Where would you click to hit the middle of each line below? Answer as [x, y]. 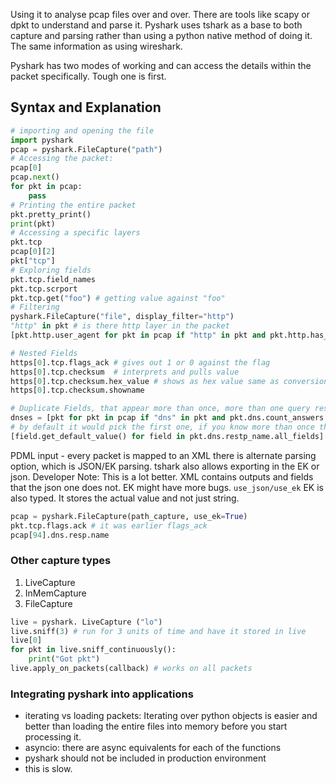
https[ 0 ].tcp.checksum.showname [77, 390]
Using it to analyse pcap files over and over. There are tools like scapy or [160, 14]
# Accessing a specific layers [75, 233]
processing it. [53, 737]
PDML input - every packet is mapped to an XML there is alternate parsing [163, 455]
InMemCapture [55, 593]
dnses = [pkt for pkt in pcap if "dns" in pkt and [118, 418]
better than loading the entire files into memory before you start [156, 726]
